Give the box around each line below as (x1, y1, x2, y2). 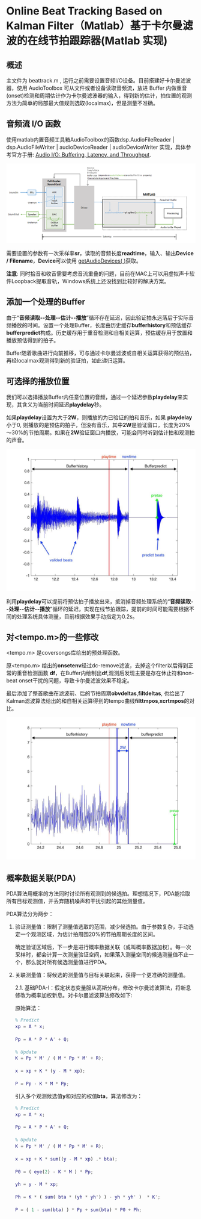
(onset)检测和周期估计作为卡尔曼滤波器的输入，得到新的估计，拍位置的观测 (6, 92, 193, 99)
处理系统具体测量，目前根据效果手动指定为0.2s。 (16, 613, 138, 620)
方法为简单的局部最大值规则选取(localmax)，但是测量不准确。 (6, 99, 159, 107)
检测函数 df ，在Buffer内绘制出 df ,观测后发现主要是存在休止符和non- (26, 670, 194, 677)
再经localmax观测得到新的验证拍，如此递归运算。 (6, 357, 128, 364)
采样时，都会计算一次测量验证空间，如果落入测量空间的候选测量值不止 (14, 951, 189, 958)
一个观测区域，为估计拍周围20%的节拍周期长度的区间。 (20, 931, 158, 938)
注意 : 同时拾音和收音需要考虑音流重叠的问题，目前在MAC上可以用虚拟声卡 (6, 270, 190, 277)
